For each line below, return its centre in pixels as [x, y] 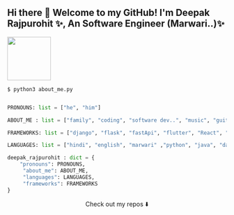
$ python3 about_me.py [40, 89]
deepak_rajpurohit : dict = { [51, 158]
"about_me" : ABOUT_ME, [56, 171]
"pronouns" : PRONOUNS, [53, 164]
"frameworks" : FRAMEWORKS [60, 184]
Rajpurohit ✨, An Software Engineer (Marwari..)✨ [116, 24]
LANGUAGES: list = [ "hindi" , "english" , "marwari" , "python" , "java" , [112, 145]
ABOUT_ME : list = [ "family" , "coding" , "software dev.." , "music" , [109, 120]
